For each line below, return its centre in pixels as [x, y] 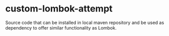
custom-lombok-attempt [59, 9]
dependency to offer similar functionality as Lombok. [61, 27]
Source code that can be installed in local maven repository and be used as [85, 22]
